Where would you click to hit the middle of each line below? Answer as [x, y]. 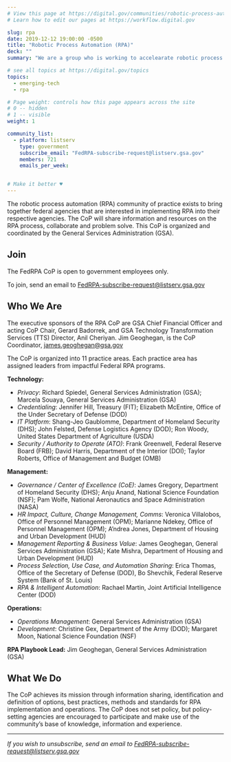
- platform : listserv [44, 140]
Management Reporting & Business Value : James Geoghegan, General [117, 543]
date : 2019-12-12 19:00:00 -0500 [55, 39]
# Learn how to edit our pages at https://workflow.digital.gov [101, 20]
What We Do [34, 678]
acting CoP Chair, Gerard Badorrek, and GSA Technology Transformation [110, 330]
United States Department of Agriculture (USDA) [86, 436]
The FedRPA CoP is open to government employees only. [88, 271]
